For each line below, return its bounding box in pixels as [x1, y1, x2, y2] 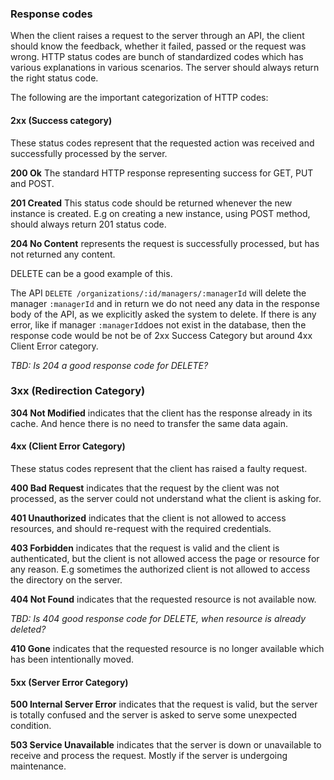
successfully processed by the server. [10, 147, 168, 159]
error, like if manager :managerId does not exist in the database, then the [10, 318, 307, 331]
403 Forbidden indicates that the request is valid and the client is [10, 542, 280, 554]
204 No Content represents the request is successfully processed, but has [10, 237, 320, 249]
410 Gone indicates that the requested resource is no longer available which [10, 643, 325, 654]
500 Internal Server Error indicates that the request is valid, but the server [10, 698, 318, 711]
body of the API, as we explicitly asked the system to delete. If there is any [10, 308, 317, 320]
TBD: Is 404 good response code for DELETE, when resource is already [10, 613, 307, 624]
